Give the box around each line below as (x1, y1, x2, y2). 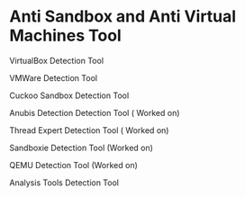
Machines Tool (9, 25, 122, 46)
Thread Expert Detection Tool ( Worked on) (9, 124, 169, 136)
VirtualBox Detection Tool (9, 55, 104, 66)
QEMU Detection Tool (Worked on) (9, 159, 138, 170)
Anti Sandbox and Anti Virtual (9, 6, 237, 27)
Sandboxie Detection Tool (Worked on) (9, 142, 153, 153)
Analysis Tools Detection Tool (9, 177, 120, 188)
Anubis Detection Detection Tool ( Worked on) (9, 107, 180, 118)
